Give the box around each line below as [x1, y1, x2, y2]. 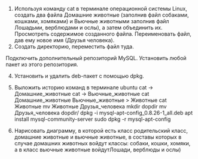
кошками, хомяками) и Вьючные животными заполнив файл [14, 18, 169, 24]
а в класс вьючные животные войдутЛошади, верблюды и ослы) [14, 146, 181, 153]
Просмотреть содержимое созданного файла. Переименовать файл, [14, 30, 192, 38]
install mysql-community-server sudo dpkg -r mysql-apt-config [14, 116, 171, 123]
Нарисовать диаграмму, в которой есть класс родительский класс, [14, 127, 188, 134]
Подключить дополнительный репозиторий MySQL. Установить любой [5, 55, 187, 61]
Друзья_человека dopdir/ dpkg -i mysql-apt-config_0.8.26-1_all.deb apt [14, 110, 193, 116]
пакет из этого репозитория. [5, 61, 78, 68]
